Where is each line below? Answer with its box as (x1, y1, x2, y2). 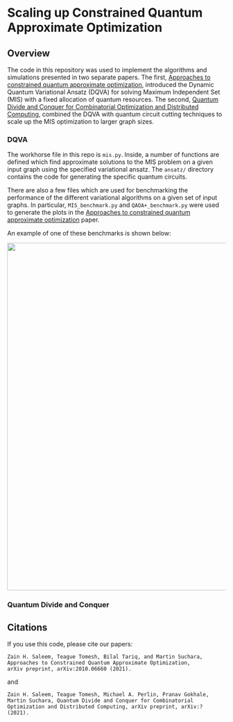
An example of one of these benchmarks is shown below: (7, 229, 171, 238)
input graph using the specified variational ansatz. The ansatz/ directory (7, 165, 214, 174)
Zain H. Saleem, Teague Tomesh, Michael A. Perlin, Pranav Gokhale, (7, 691, 209, 698)
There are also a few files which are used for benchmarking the (7, 186, 189, 195)
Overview (7, 47, 51, 59)
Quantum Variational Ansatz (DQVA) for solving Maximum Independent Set (7, 88, 221, 96)
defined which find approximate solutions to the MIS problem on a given (7, 158, 213, 166)
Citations (7, 621, 48, 633)
